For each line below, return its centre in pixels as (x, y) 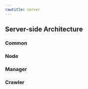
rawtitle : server (23, 9)
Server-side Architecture (44, 29)
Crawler (15, 82)
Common (16, 43)
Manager (16, 69)
